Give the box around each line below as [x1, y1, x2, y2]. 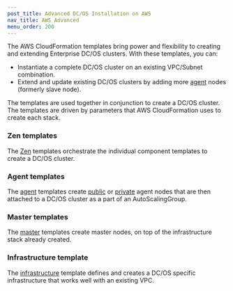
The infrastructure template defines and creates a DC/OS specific [7, 269, 196, 277]
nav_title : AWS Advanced [7, 17, 80, 24]
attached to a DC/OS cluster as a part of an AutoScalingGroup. [7, 194, 187, 203]
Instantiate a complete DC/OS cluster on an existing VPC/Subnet [17, 63, 203, 72]
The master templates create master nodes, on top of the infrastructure [7, 228, 213, 237]
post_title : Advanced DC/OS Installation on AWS [7, 10, 151, 17]
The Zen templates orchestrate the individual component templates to [7, 147, 208, 155]
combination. [17, 70, 56, 79]
